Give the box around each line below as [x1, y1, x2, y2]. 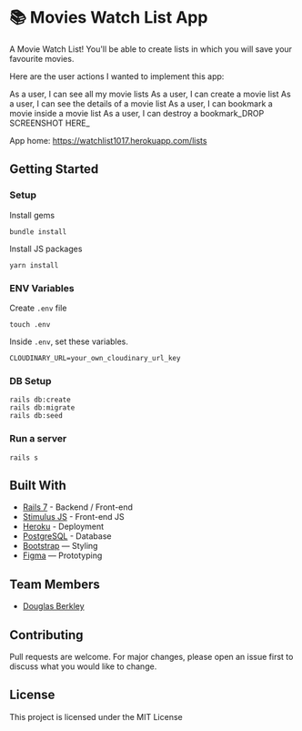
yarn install [9, 260, 59, 269]
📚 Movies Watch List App [9, 7, 208, 28]
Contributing [9, 627, 84, 643]
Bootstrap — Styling [22, 541, 98, 552]
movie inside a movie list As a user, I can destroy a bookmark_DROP [9, 107, 265, 118]
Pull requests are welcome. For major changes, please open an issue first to [9, 651, 294, 662]
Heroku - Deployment [22, 521, 105, 533]
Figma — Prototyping [22, 550, 103, 561]
